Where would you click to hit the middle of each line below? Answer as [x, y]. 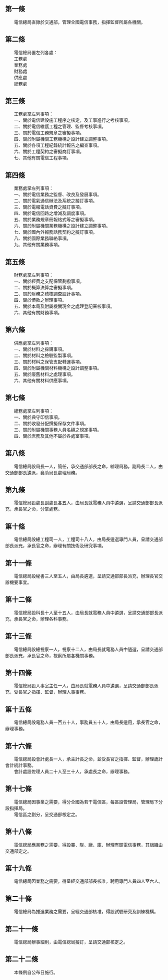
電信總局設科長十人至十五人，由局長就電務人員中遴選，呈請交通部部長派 [88, 613]
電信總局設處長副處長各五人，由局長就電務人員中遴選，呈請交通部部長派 [88, 503]
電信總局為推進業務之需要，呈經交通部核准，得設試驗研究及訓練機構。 [86, 912]
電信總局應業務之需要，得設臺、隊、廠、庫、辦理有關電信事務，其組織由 [88, 845]
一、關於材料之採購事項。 [40, 349]
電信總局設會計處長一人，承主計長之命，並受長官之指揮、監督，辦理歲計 [88, 759]
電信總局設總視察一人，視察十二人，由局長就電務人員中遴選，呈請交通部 [88, 649]
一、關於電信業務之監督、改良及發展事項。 [57, 194]
